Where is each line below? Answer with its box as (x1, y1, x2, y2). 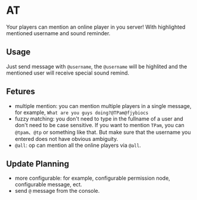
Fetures (6, 87, 36, 97)
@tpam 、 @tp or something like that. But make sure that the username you (14, 128, 192, 136)
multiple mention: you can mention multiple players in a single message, (14, 102, 192, 109)
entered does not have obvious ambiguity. (14, 135, 118, 142)
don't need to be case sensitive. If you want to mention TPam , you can (14, 121, 185, 128)
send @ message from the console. (14, 187, 100, 195)
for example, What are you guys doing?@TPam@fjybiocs (14, 109, 149, 116)
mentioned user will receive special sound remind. (6, 69, 130, 76)
